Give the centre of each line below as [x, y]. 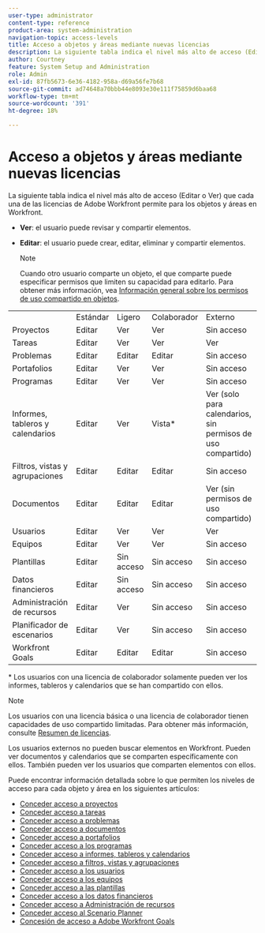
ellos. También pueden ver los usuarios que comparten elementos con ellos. [132, 764]
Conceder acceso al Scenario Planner [81, 912]
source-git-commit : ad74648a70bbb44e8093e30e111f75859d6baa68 [112, 89]
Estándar [93, 317]
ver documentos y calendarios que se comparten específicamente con [123, 756]
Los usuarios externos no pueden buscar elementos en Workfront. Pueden [129, 748]
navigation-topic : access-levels [63, 37]
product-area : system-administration [70, 30]
